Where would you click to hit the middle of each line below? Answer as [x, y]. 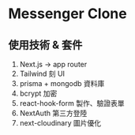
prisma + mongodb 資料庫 [62, 83]
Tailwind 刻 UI [42, 73]
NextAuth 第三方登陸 [53, 113]
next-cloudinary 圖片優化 [60, 123]
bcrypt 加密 [38, 93]
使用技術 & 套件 [45, 45]
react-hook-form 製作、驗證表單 [72, 103]
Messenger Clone [68, 14]
